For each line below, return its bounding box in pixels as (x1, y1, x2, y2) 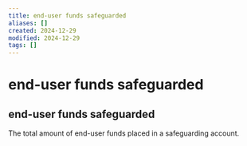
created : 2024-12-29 (8, 26, 77, 34)
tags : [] (8, 41, 37, 49)
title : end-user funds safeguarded (8, 11, 127, 20)
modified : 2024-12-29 (8, 34, 80, 42)
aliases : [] (8, 19, 48, 27)
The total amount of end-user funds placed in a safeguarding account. (8, 128, 240, 138)
